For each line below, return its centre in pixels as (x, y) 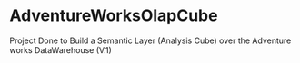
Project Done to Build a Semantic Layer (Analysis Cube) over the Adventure (150, 40)
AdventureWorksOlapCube (114, 16)
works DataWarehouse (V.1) (60, 49)
